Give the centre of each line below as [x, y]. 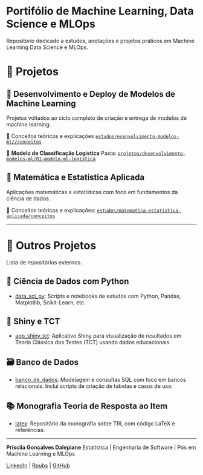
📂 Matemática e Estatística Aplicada [76, 178]
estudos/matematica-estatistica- [139, 211]
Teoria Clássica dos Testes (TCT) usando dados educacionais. [93, 342]
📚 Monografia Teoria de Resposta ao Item [87, 406]
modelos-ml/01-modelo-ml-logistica [51, 159]
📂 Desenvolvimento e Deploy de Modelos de [91, 94]
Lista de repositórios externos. [44, 262]
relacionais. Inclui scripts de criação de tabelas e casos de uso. [94, 386]
